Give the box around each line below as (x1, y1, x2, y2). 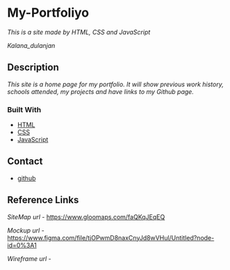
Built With (7, 104, 42, 114)
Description (7, 61, 59, 74)
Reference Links (7, 194, 79, 206)
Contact (7, 155, 43, 168)
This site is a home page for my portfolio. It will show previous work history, (7, 80, 224, 88)
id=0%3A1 (7, 241, 37, 249)
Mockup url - (7, 226, 45, 235)
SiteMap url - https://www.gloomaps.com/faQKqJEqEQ (7, 212, 165, 221)
